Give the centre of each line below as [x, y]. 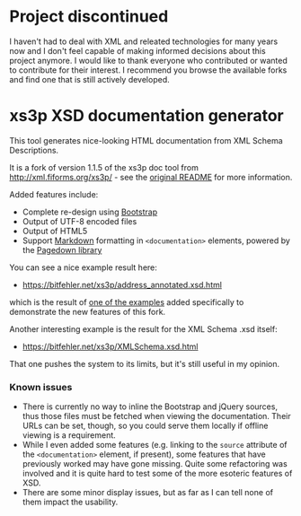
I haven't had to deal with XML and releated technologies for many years [144, 41]
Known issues [41, 387]
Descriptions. [34, 150]
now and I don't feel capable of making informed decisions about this [138, 50]
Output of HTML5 [55, 231]
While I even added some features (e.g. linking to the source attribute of [155, 445]
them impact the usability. [70, 502]
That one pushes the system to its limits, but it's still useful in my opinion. [145, 363]
